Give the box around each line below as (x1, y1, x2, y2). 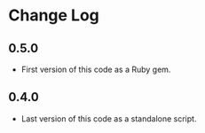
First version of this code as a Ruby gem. (20, 64, 171, 74)
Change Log (8, 5, 99, 26)
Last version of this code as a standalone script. (20, 113, 197, 124)
